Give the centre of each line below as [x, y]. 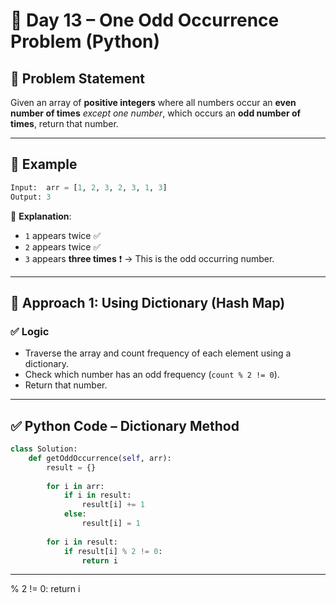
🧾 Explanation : [41, 216]
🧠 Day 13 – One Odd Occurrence [145, 20]
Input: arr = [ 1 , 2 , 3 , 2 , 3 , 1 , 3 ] [89, 187]
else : [75, 514]
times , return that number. [64, 123]
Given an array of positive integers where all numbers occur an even [153, 102]
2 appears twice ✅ [63, 246]
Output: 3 [31, 197]
